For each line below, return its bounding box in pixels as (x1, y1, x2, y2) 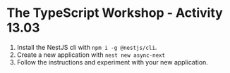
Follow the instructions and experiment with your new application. (16, 58, 209, 66)
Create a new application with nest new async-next (16, 51, 166, 59)
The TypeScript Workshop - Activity (6, 5, 223, 21)
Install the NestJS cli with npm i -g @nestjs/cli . (16, 43, 157, 51)
